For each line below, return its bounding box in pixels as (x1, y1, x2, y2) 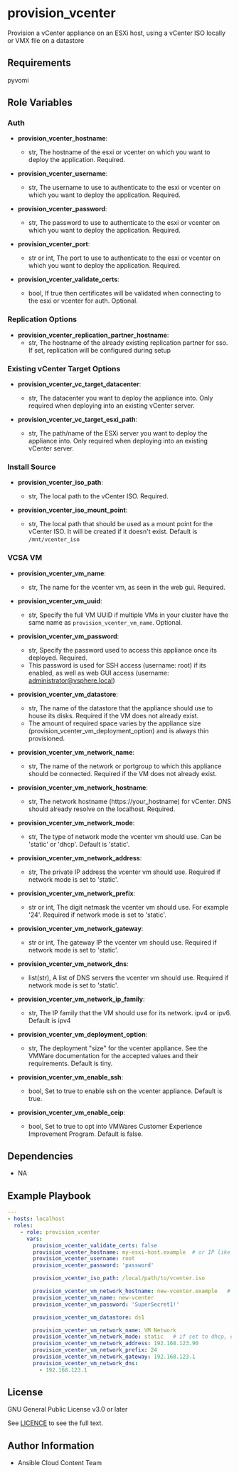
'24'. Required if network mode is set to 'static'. (28, 910, 167, 919)
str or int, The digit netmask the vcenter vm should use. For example (28, 903, 229, 911)
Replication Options (7, 314, 77, 324)
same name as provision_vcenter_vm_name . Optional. (28, 618, 183, 626)
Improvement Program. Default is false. (28, 1130, 144, 1138)
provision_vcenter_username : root (33, 1255, 135, 1262)
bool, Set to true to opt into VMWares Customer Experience (28, 1122, 203, 1130)
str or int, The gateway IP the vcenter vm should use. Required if (28, 937, 217, 947)
